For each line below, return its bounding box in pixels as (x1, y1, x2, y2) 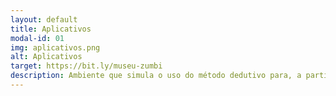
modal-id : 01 (10, 33, 65, 43)
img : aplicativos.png (10, 42, 101, 53)
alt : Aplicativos (10, 52, 83, 62)
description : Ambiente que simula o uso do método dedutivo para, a (10, 71, 302, 81)
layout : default (10, 14, 78, 25)
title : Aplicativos (10, 24, 92, 34)
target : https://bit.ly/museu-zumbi (10, 61, 163, 71)
